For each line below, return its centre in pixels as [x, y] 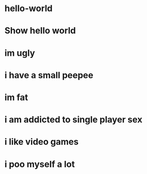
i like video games [42, 142]
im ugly [20, 53]
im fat [16, 97]
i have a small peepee [49, 75]
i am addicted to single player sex [73, 120]
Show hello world [40, 31]
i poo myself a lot [40, 164]
